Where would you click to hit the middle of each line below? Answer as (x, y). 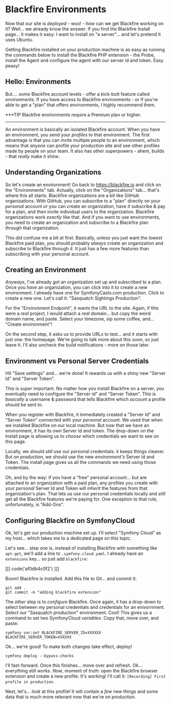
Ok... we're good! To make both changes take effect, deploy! (69, 647)
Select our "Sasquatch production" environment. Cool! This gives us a (79, 612)
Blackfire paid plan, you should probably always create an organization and (84, 243)
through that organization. (33, 228)
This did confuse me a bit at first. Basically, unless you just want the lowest (84, 238)
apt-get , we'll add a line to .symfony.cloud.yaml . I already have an (74, 553)
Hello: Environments (38, 82)
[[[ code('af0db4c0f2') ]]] (32, 569)
